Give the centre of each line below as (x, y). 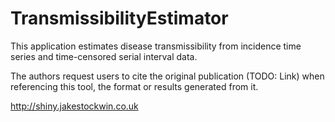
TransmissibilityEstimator (119, 18)
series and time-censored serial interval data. (104, 56)
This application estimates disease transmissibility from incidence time (156, 46)
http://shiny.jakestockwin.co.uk (74, 106)
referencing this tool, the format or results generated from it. (134, 86)
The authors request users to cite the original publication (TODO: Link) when (167, 76)
